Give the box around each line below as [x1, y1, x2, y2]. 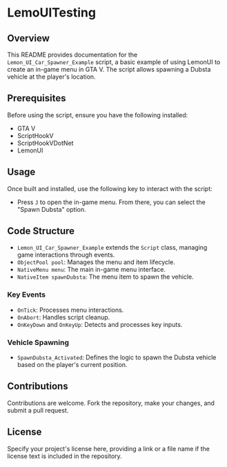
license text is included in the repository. [7, 452, 122, 460]
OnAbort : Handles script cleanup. [17, 312, 110, 321]
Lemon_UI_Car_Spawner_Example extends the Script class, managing [17, 244, 208, 252]
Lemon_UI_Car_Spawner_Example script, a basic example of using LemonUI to [7, 58, 221, 66]
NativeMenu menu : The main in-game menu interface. [17, 266, 166, 274]
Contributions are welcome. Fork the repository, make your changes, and [7, 399, 215, 407]
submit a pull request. [7, 406, 69, 415]
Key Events [7, 290, 46, 299]
